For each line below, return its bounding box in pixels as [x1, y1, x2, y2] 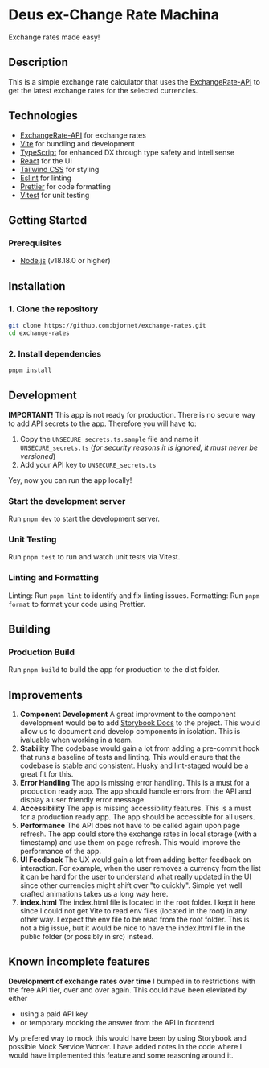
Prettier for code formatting [19, 181, 111, 191]
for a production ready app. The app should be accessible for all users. [19, 812, 255, 822]
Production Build [8, 646, 75, 658]
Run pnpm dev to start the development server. [8, 513, 161, 523]
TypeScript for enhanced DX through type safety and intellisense [19, 147, 235, 157]
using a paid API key [19, 1008, 88, 1019]
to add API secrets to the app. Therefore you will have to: [8, 419, 197, 428]
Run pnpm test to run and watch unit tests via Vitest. [8, 552, 181, 562]
